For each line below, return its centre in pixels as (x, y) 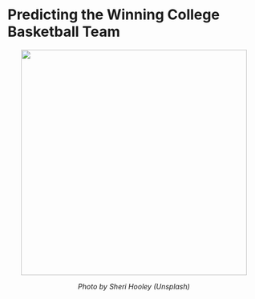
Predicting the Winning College (113, 15)
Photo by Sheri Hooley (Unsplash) (134, 286)
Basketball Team (64, 32)
